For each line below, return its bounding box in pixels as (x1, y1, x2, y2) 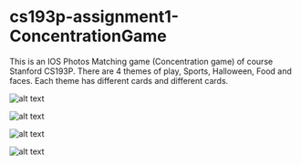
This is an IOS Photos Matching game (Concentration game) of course (9, 56, 274, 67)
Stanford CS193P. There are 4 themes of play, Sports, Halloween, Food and (9, 66, 292, 77)
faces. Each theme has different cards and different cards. (9, 75, 229, 86)
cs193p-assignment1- (9, 6, 180, 27)
